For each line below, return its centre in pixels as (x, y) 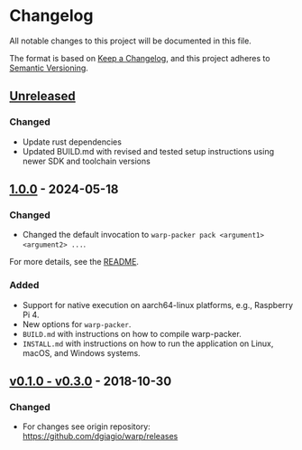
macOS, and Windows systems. (82, 352)
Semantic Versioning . (49, 68)
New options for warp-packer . (77, 324)
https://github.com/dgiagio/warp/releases (100, 436)
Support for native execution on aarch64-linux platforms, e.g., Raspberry (158, 305)
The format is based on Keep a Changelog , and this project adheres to (140, 58)
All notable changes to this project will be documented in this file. (131, 41)
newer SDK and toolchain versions (86, 161)
